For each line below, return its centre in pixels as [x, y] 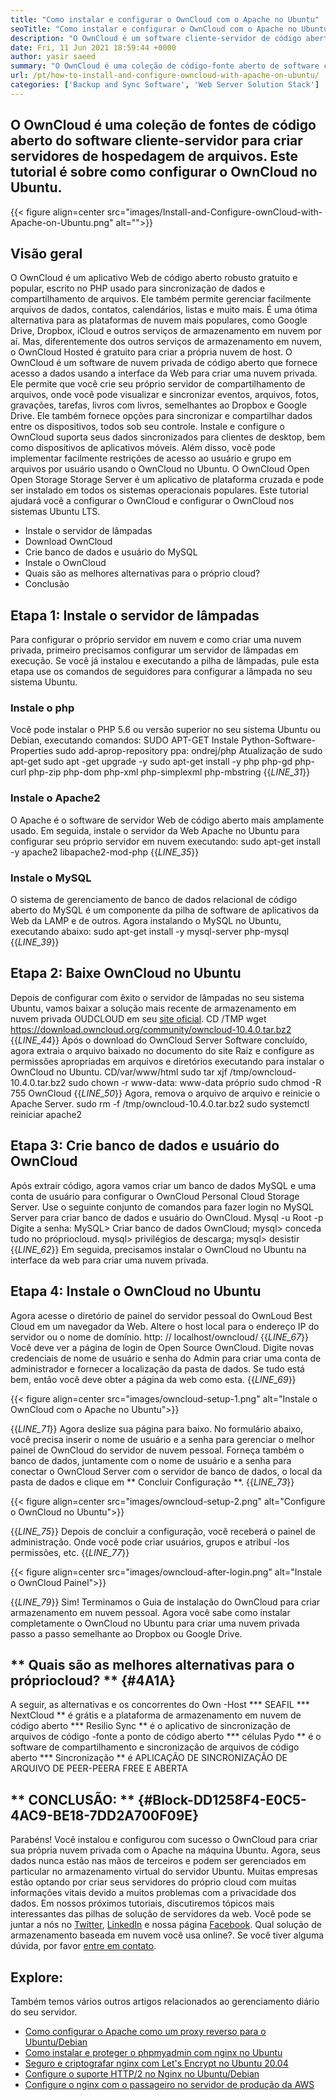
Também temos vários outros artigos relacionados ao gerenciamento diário [165, 2001]
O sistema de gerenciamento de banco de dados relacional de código [154, 900]
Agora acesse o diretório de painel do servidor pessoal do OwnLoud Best [161, 1315]
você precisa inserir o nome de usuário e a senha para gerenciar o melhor [162, 1439]
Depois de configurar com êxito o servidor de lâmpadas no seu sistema [157, 997]
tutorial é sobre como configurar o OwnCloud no [164, 172]
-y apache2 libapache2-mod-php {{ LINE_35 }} [105, 852]
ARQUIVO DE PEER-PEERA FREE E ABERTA [99, 1768]
